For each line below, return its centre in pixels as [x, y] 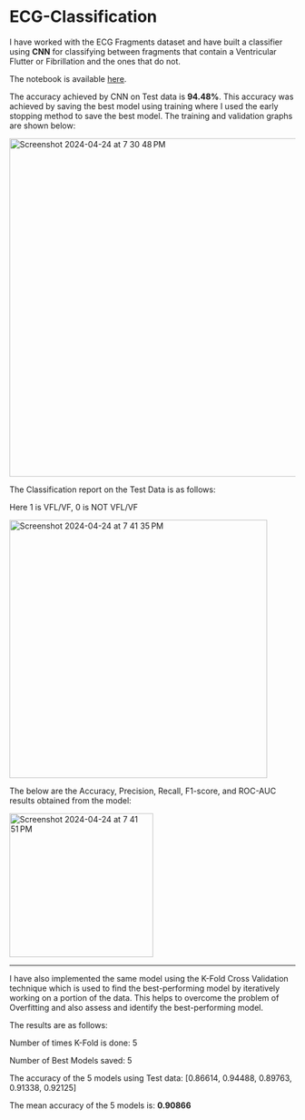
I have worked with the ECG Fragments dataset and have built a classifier [146, 42]
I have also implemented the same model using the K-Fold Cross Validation [149, 978]
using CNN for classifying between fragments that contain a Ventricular [143, 51]
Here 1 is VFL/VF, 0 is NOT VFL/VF [74, 507]
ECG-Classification [83, 17]
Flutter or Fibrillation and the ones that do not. [95, 61]
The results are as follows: [59, 1024]
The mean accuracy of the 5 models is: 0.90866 [100, 1105]
